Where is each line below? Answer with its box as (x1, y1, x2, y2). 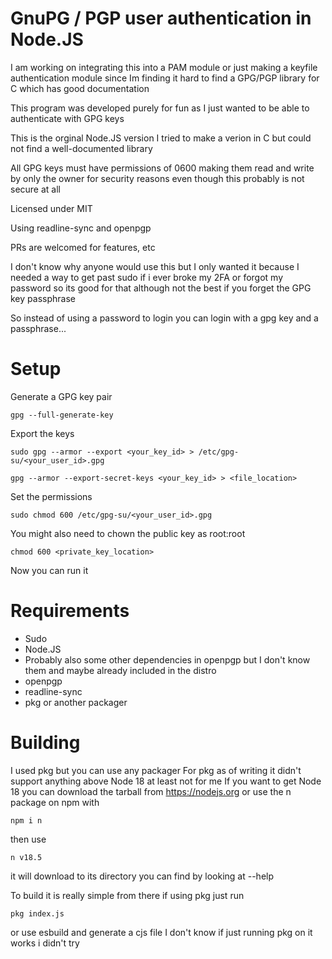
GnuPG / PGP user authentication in (10, 7, 312, 30)
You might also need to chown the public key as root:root (10, 527, 246, 539)
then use (10, 833, 47, 845)
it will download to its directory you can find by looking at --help (10, 870, 275, 882)
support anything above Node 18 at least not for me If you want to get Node (10, 775, 322, 787)
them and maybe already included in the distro (24, 664, 217, 676)
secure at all (10, 183, 61, 195)
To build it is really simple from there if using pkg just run (10, 889, 245, 901)
